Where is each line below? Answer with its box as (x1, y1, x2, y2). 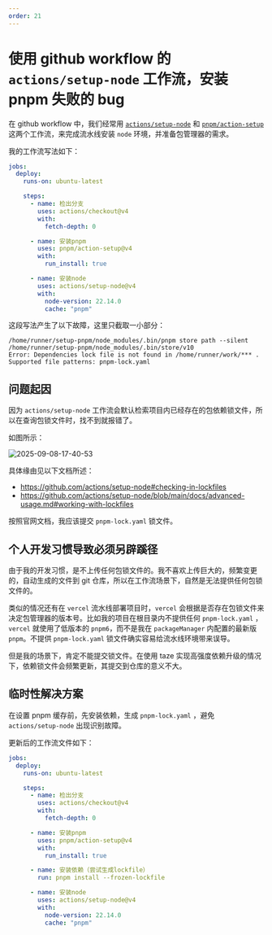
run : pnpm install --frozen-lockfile (37, 874, 165, 882)
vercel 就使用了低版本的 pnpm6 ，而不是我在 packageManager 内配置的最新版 (8, 623, 257, 633)
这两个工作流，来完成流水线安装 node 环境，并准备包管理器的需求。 (8, 129, 234, 138)
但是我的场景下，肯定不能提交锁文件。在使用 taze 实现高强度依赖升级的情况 (8, 651, 262, 661)
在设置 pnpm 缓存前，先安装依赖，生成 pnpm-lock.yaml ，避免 (8, 710, 215, 720)
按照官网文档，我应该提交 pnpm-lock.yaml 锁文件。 (8, 516, 178, 526)
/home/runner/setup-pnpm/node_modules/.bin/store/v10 (8, 343, 195, 352)
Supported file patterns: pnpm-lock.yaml (8, 358, 151, 366)
